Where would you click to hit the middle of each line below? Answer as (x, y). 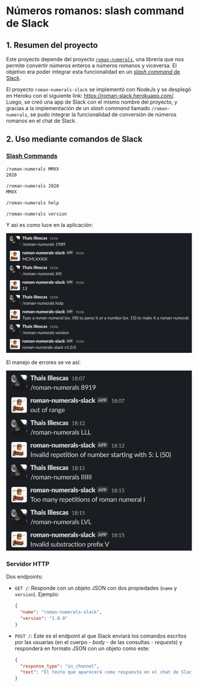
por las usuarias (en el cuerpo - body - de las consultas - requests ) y (98, 642)
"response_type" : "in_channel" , (60, 666)
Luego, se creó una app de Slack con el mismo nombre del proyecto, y (92, 102)
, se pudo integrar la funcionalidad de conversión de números (102, 114)
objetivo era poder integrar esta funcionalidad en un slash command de (93, 72)
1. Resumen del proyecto (52, 45)
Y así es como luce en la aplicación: (49, 224)
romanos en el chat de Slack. (41, 121)
